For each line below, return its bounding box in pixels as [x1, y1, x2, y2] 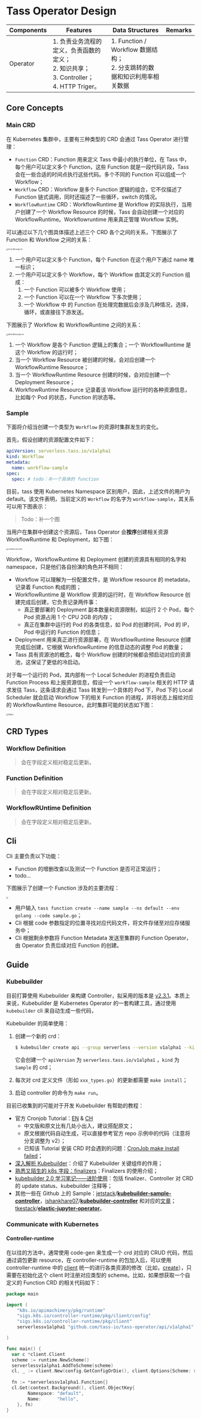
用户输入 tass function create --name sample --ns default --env [14, 905, 180, 912]
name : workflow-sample [11, 465, 68, 471]
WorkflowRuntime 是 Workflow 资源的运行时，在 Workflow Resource [14, 591, 184, 598]
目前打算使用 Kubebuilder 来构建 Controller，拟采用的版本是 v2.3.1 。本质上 [6, 992, 190, 999]
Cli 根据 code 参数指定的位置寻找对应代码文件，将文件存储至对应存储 [14, 920, 185, 927]
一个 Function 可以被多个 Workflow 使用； [23, 286, 127, 293]
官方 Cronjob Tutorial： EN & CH [14, 1115, 93, 1122]
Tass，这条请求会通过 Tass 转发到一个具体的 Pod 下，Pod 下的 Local [23, 686, 193, 693]
